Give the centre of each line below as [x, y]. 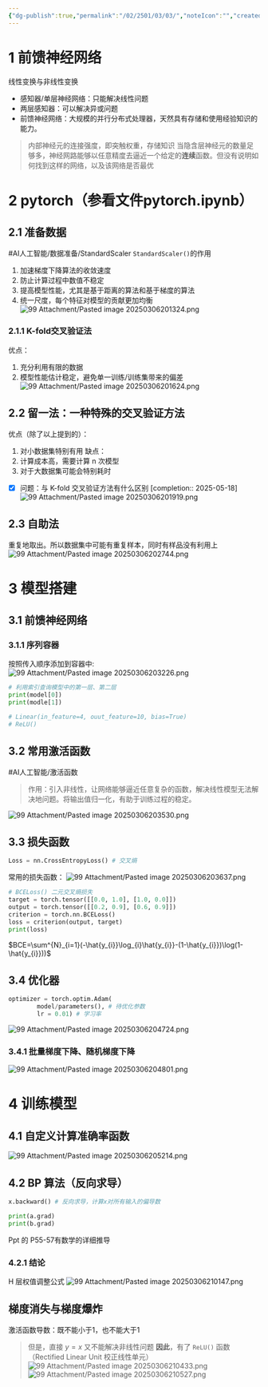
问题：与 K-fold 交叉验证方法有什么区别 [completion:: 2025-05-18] [128, 487]
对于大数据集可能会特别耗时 [65, 471]
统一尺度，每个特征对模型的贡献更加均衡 [86, 300]
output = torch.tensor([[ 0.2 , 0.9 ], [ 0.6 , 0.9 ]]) [93, 908]
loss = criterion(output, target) [66, 922]
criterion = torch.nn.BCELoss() [62, 914]
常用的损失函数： [36, 877]
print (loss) [28, 929]
